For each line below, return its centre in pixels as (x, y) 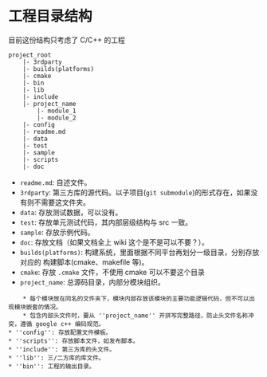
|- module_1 (57, 111)
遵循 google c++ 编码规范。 (62, 324)
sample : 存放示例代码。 (57, 232)
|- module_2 (57, 118)
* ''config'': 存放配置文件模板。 (60, 332)
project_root (30, 55)
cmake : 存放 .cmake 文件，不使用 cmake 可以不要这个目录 (112, 272)
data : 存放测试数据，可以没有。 (71, 212)
